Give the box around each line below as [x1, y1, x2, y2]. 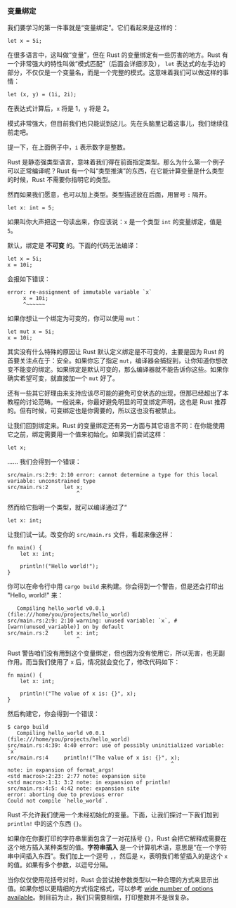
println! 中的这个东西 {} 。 [7, 819, 86, 828]
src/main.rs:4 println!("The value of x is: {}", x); [7, 754, 181, 762]
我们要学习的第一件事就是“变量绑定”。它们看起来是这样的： [7, 23, 179, 32]
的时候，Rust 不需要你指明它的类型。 [7, 176, 114, 184]
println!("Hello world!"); [20, 563, 99, 570]
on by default [82, 623, 124, 630]
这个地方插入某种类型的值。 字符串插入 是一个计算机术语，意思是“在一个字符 [7, 843, 228, 852]
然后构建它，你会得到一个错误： [7, 710, 100, 718]
